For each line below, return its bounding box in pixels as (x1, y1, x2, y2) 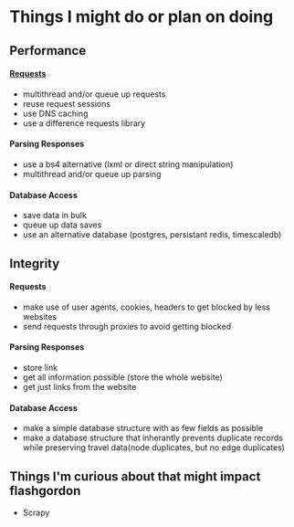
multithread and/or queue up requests (22, 89, 166, 100)
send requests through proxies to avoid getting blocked (22, 321, 231, 332)
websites (22, 311, 58, 321)
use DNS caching (22, 108, 89, 119)
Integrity (9, 256, 60, 271)
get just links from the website (22, 381, 137, 392)
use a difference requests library (22, 117, 146, 129)
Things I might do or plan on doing (9, 6, 274, 27)
